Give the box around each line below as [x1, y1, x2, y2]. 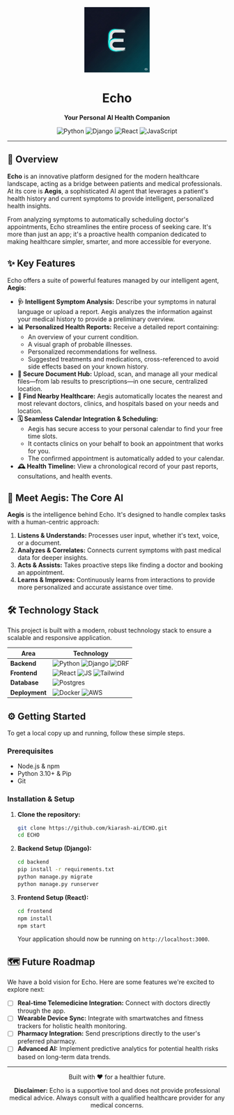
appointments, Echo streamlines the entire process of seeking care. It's [7, 222, 212, 231]
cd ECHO [17, 832, 40, 839]
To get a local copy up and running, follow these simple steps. [7, 729, 185, 737]
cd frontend [17, 907, 52, 914]
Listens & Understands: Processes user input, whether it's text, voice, [17, 531, 220, 540]
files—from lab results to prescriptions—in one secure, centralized [17, 377, 208, 385]
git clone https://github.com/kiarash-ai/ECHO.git [17, 825, 168, 832]
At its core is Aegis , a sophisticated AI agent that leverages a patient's [7, 187, 209, 195]
